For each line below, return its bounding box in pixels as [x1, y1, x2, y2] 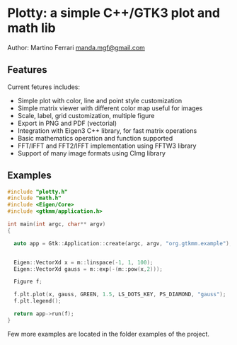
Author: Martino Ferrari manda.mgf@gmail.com [7, 43, 145, 52]
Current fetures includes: [7, 83, 80, 91]
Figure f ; [13, 278, 42, 286]
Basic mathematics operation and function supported [17, 134, 173, 142]
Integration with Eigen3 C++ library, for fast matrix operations [17, 126, 197, 135]
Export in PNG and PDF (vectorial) [17, 119, 117, 127]
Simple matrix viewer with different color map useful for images [17, 104, 203, 112]
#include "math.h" [7, 194, 62, 202]
